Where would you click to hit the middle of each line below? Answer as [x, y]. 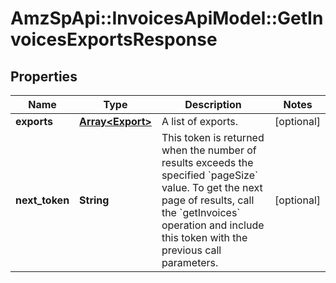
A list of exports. [199, 121]
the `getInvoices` [201, 212]
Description [213, 104]
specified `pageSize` [210, 175]
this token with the [204, 237]
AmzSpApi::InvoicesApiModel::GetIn [167, 18]
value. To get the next [212, 187]
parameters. [190, 262]
